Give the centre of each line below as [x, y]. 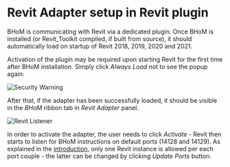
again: [16, 74]
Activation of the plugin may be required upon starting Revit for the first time [115, 59]
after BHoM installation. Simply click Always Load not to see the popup [107, 66]
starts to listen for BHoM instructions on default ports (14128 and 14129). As [114, 141]
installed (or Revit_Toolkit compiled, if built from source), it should [100, 38]
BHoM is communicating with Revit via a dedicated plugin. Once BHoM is [111, 31]
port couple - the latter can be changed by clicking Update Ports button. [109, 156]
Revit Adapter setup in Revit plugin [108, 13]
